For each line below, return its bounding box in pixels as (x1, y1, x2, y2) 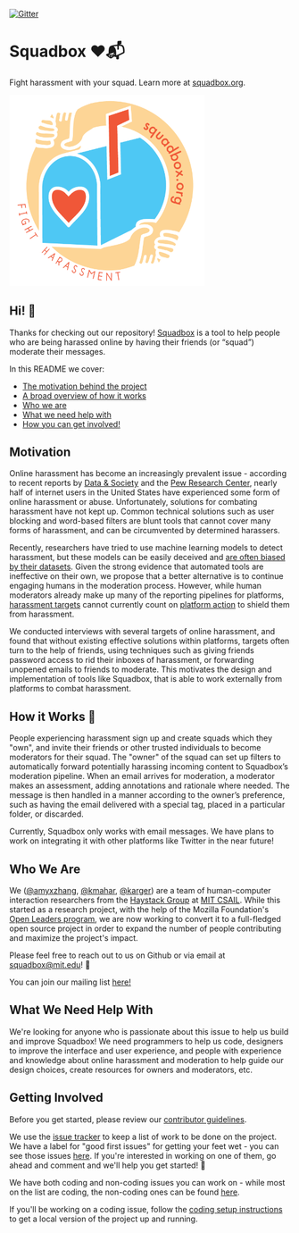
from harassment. (9, 608, 75, 620)
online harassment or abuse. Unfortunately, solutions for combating (9, 497, 258, 507)
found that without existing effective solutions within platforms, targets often (9, 635, 290, 647)
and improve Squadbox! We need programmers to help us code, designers (9, 1036, 284, 1046)
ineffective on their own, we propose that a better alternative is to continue (9, 571, 284, 582)
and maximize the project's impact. (9, 933, 138, 944)
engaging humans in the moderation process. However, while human (9, 581, 262, 591)
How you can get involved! (21, 418, 120, 429)
